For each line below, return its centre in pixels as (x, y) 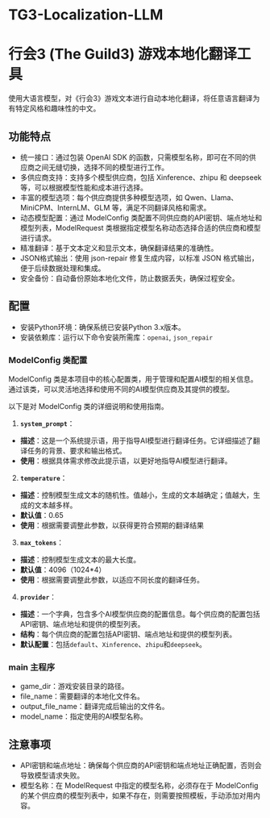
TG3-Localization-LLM (86, 15)
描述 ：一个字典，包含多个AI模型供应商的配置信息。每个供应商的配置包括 (140, 614)
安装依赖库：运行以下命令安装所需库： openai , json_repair (116, 337)
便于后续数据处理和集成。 (62, 268)
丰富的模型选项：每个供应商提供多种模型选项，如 (101, 197)
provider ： (38, 597)
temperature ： (44, 478)
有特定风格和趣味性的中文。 (54, 109)
